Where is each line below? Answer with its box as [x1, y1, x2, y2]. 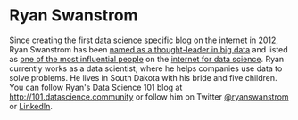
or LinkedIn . [9, 100, 54, 111]
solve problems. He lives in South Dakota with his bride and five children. [9, 72, 278, 83]
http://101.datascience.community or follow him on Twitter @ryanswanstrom [9, 91, 289, 102]
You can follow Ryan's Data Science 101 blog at [9, 82, 183, 92]
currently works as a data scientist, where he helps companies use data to [9, 63, 283, 74]
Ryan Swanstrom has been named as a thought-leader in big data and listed [9, 44, 288, 54]
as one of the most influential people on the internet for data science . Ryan [9, 53, 285, 64]
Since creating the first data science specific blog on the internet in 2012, [9, 35, 279, 45]
